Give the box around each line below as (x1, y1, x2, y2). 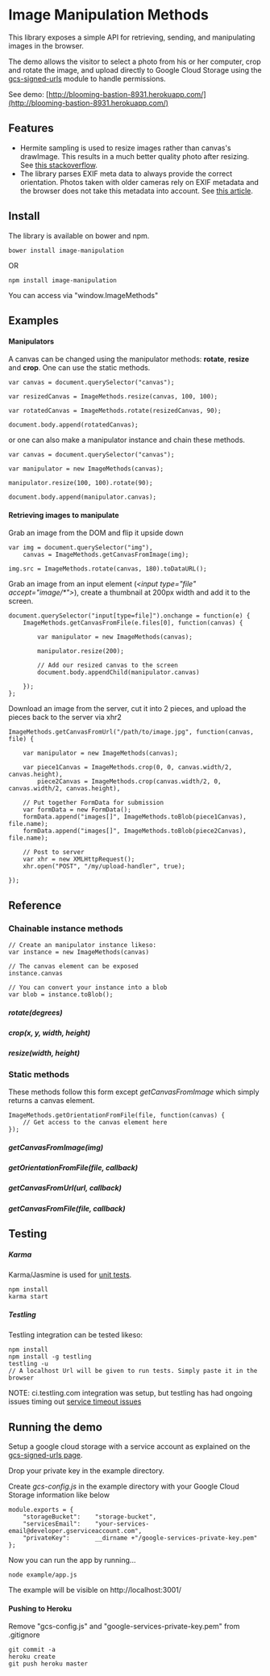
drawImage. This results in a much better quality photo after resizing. (19, 151, 250, 161)
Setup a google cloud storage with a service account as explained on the (8, 1442, 251, 1451)
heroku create (8, 1653, 56, 1661)
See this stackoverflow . (19, 160, 98, 170)
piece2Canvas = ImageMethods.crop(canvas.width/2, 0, (37, 777, 222, 785)
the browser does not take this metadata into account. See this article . (19, 186, 254, 196)
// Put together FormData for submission (23, 798, 164, 807)
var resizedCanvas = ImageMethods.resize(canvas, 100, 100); (8, 393, 218, 401)
